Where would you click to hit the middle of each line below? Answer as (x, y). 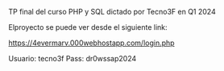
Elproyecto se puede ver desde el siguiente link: (88, 27)
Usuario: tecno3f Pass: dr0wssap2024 (73, 58)
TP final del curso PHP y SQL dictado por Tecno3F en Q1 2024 (112, 12)
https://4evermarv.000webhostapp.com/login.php (91, 43)
